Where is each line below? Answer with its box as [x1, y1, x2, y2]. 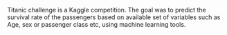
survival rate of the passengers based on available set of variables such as [7, 13, 221, 21]
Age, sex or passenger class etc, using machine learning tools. [7, 21, 186, 28]
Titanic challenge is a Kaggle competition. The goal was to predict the [7, 6, 206, 14]
